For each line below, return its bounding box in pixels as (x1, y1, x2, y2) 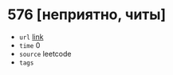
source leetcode (18, 49, 72, 58)
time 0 (18, 40, 41, 49)
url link (18, 32, 44, 41)
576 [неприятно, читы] (7, 6, 167, 24)
